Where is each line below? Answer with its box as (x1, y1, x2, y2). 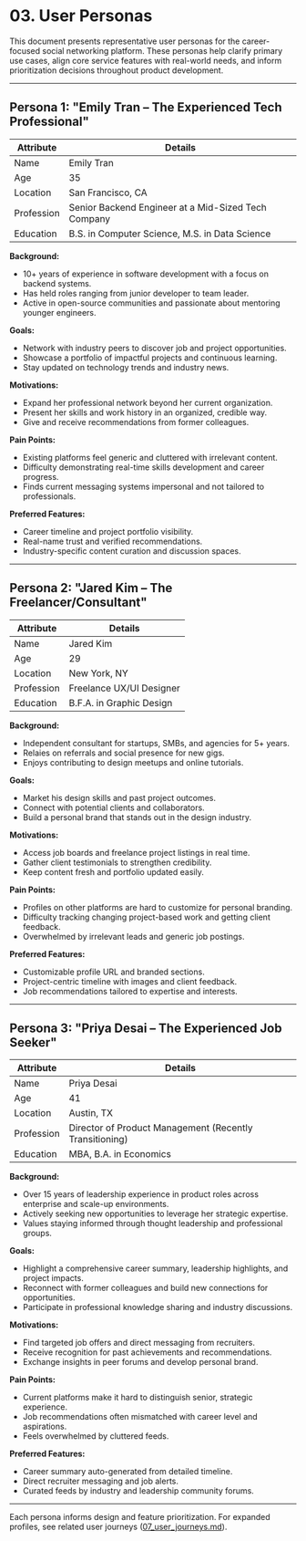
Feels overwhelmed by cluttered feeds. (22, 1431, 169, 1442)
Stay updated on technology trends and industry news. (22, 361, 229, 372)
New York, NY (68, 667, 129, 680)
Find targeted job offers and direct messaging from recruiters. (22, 1338, 255, 1348)
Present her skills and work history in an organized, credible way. (22, 407, 268, 418)
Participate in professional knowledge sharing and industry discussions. (22, 1302, 293, 1313)
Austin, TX (68, 1107, 114, 1119)
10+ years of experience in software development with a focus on (22, 268, 269, 279)
